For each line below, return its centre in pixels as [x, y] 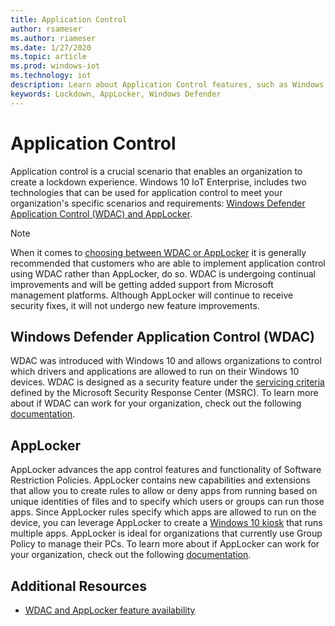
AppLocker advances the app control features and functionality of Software [166, 470]
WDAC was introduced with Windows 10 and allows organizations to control [166, 361]
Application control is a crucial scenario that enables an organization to [156, 171]
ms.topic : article [48, 57]
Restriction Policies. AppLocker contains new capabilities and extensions [160, 480]
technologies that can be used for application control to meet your [146, 192]
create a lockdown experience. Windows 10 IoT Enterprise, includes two [158, 182]
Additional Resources [78, 586]
